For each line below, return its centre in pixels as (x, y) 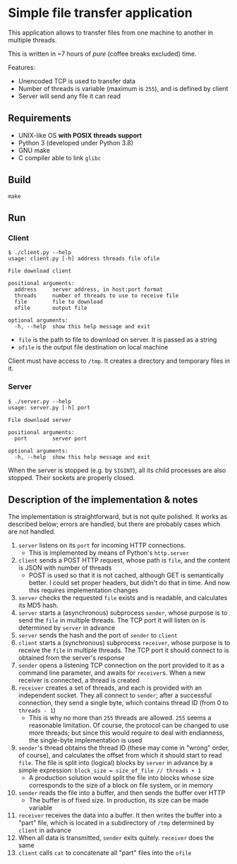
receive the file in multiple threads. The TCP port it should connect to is (123, 650)
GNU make (34, 150)
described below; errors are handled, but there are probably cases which (114, 524)
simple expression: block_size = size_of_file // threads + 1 (110, 770)
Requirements (39, 118)
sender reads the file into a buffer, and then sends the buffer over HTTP (122, 793)
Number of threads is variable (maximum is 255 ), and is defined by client (123, 88)
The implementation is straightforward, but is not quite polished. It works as (118, 517)
